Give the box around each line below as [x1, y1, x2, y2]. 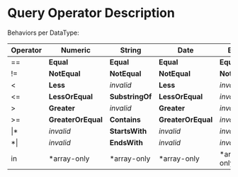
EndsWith [109, 137, 143, 147]
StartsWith [109, 126, 147, 136]
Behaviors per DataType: [7, 28, 79, 37]
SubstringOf [109, 91, 152, 101]
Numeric [60, 45, 91, 55]
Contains [109, 115, 141, 125]
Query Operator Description [7, 5, 175, 21]
